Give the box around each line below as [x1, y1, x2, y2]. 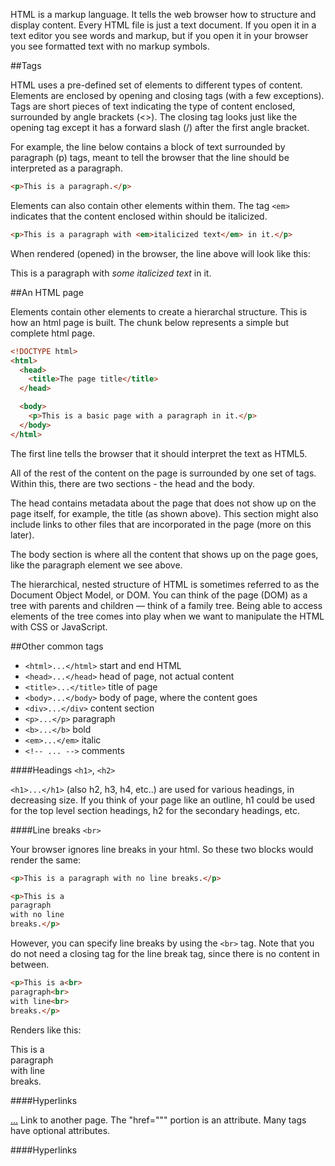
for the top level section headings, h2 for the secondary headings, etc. [10, 804, 301, 816]
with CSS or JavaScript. [10, 620, 108, 633]
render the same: [10, 854, 82, 866]
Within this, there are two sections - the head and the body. [10, 477, 256, 489]
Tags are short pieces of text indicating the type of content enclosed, [10, 100, 296, 112]
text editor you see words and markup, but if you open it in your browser [10, 30, 309, 41]
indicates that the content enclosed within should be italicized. [10, 210, 268, 222]
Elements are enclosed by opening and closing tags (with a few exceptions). [10, 90, 325, 101]
